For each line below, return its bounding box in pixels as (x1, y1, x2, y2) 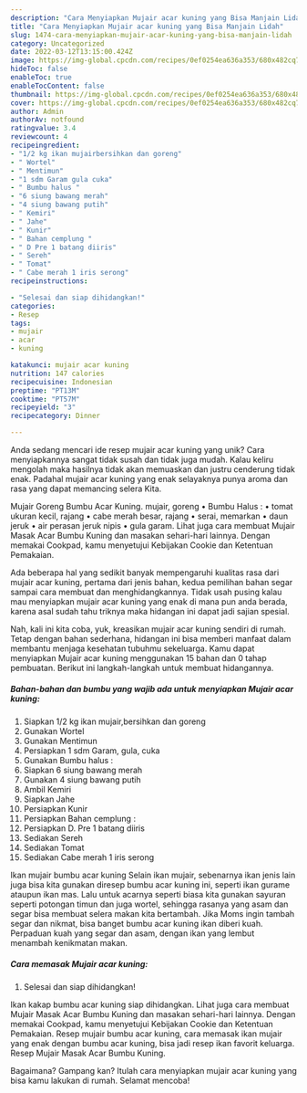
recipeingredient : (10, 141, 80, 150)
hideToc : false (10, 65, 68, 74)
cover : (10, 98, 36, 108)
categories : (10, 301, 56, 310)
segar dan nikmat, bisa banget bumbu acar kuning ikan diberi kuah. (10, 918, 263, 929)
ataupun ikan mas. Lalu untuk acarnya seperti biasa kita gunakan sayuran (10, 888, 286, 899)
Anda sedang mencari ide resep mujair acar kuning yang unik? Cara (10, 445, 265, 455)
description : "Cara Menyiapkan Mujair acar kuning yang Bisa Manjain (10, 13, 281, 23)
